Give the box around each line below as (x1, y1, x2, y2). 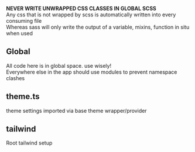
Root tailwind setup (6, 140, 53, 147)
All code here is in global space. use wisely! (6, 62, 112, 69)
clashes (6, 74, 25, 81)
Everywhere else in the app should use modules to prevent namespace (6, 68, 177, 75)
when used (6, 30, 33, 37)
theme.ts (6, 92, 40, 102)
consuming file (6, 18, 42, 24)
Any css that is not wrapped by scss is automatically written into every (6, 11, 176, 18)
